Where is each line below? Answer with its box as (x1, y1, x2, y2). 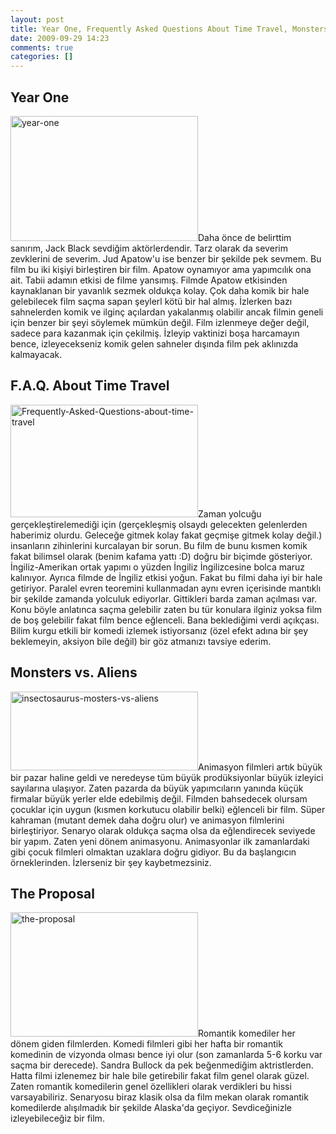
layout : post (10, 14, 65, 25)
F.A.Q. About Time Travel (10, 377, 170, 395)
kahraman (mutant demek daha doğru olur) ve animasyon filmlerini (10, 814, 285, 826)
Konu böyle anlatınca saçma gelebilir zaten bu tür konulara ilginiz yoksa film (10, 603, 323, 615)
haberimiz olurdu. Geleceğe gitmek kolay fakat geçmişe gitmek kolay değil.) (10, 529, 323, 541)
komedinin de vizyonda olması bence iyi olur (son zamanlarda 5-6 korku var (10, 1049, 323, 1061)
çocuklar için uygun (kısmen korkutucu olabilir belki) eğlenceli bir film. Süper (10, 803, 326, 815)
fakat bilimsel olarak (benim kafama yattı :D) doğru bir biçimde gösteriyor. (10, 550, 313, 562)
